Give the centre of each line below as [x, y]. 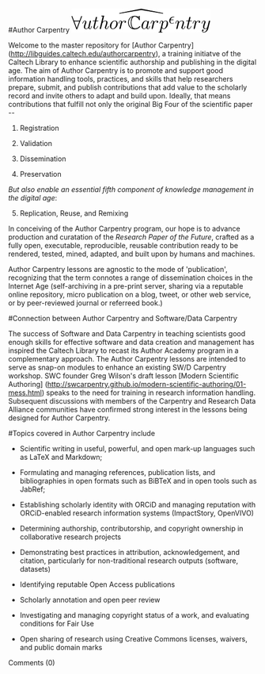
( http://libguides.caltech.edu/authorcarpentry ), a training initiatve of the [125, 54]
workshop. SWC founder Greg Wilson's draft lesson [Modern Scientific [124, 376]
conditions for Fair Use [57, 624]
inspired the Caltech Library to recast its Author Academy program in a [123, 350]
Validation [36, 143]
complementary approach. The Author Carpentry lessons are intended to [127, 359]
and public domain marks [61, 647]
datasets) [35, 569]
